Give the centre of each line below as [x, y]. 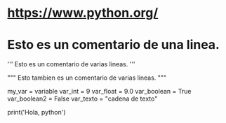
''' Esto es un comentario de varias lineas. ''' [71, 64]
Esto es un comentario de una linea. [113, 45]
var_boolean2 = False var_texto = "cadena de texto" [82, 99]
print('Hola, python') [36, 113]
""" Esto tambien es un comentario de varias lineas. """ [87, 78]
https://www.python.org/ [83, 13]
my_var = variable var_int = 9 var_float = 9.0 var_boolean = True [99, 92]
